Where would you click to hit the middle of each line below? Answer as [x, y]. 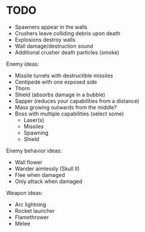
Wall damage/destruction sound [54, 46]
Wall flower [29, 162]
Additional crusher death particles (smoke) [67, 52]
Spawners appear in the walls [51, 27]
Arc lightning [30, 204]
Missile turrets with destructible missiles [64, 75]
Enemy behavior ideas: [34, 151]
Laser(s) [34, 120]
